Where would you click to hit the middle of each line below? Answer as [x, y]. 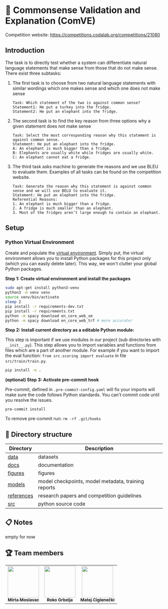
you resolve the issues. [29, 400]
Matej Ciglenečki [97, 600]
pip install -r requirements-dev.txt [44, 307]
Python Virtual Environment [40, 242]
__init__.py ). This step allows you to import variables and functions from [81, 345]
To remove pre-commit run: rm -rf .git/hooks [53, 419]
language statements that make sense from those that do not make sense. [81, 68]
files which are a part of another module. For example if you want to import [82, 351]
